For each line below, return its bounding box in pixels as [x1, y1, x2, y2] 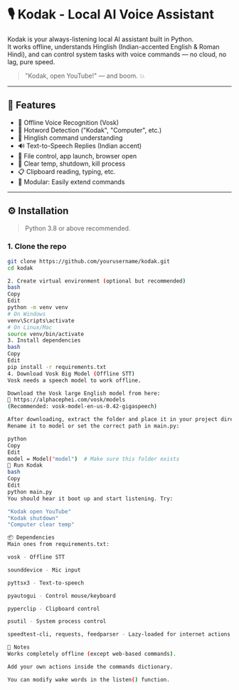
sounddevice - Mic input [7, 566, 81, 574]
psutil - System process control [7, 618, 107, 625]
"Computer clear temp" [7, 521, 75, 529]
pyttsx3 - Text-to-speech [7, 579, 84, 587]
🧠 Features [7, 99, 56, 111]
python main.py [7, 488, 53, 495]
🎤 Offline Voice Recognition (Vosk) [17, 118, 119, 126]
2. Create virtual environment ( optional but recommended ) [7, 277, 186, 285]
